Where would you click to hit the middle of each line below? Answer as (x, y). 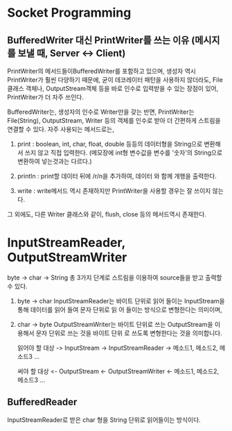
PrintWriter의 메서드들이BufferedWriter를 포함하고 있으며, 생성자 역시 (101, 71)
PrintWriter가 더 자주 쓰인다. (46, 97)
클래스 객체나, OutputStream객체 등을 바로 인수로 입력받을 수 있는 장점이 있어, (113, 88)
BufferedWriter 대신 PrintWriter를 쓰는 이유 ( (101, 40)
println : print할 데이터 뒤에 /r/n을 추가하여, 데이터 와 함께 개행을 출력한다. (117, 176)
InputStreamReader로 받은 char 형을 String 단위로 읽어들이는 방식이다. (104, 420)
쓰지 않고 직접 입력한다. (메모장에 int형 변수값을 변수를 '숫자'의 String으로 (124, 153)
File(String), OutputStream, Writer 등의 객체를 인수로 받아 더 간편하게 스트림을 (114, 120)
